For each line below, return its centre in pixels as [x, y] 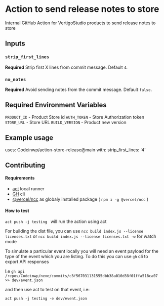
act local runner [28, 189]
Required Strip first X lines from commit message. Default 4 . [66, 67]
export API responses [27, 262]
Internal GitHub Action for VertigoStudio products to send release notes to [80, 23]
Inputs [15, 44]
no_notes [16, 79]
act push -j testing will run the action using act [56, 221]
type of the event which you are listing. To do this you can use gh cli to [77, 257]
